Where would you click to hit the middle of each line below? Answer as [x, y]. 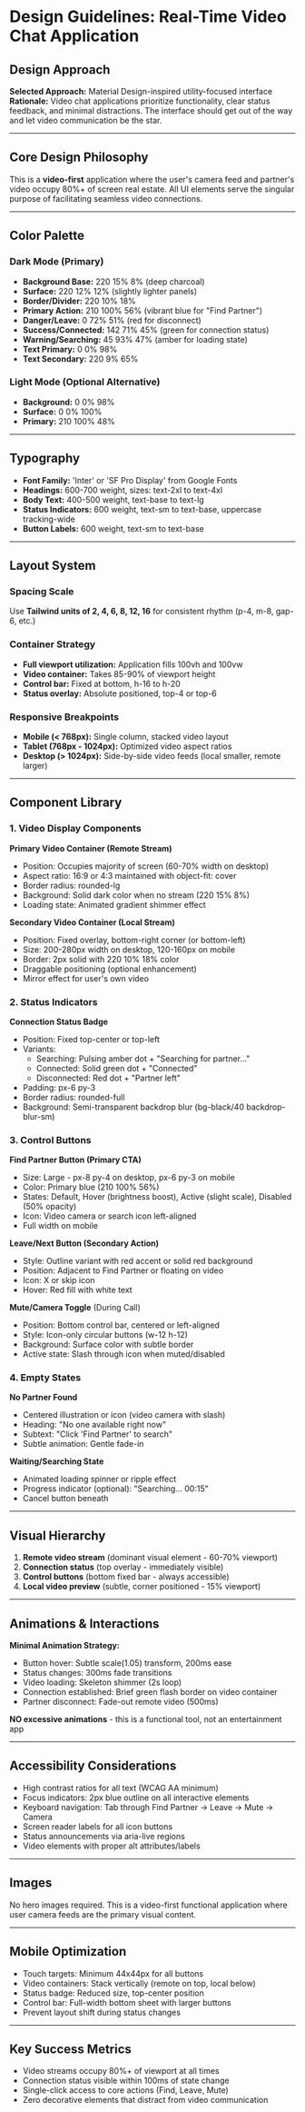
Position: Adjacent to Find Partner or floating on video [123, 1270]
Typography [44, 458]
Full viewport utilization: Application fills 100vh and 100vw [133, 664]
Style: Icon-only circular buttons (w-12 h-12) [105, 1335]
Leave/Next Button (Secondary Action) [84, 1243]
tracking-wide [49, 519]
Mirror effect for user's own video [86, 978]
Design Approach [60, 70]
